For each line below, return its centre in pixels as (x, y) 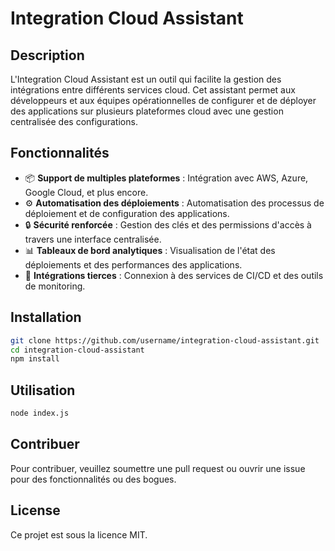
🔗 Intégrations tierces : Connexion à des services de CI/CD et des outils (174, 275)
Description (47, 55)
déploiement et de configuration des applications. (127, 213)
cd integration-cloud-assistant (77, 350)
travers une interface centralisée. (93, 239)
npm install (35, 359)
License (35, 510)
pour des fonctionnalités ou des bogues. (93, 479)
